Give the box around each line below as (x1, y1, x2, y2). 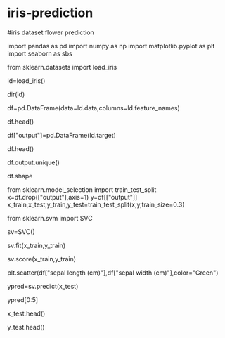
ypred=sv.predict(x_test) (7, 282, 79, 290)
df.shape (7, 171, 33, 180)
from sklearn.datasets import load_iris (7, 63, 117, 71)
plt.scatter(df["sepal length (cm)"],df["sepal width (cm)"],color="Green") (7, 268, 219, 277)
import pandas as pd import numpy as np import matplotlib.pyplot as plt (7, 41, 215, 50)
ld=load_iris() (7, 76, 46, 85)
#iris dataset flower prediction (7, 28, 95, 37)
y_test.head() (7, 323, 45, 331)
